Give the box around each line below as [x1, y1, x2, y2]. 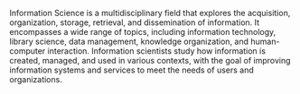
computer [9, 46, 46, 56]
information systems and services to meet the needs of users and [9, 64, 255, 75]
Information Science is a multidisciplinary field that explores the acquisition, [9, 8, 291, 18]
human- [250, 36, 280, 47]
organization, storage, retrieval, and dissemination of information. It [9, 17, 260, 28]
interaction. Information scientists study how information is [47, 46, 267, 56]
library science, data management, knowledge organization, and [9, 36, 249, 47]
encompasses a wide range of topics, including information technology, [9, 27, 277, 37]
